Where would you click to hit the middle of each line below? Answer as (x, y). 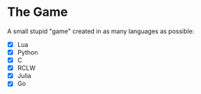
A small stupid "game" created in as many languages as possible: (101, 31)
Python (27, 52)
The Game (38, 12)
